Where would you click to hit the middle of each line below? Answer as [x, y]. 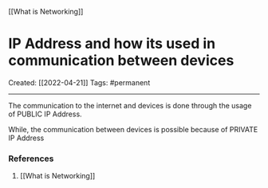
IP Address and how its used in [112, 44]
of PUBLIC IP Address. [45, 114]
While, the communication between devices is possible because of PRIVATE [133, 129]
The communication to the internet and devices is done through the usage [130, 105]
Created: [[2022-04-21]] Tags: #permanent [79, 82]
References [31, 159]
